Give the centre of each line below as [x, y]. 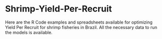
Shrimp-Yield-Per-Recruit [58, 9]
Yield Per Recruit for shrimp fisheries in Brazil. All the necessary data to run [81, 27]
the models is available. [29, 32]
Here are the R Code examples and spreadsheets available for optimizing [79, 22]
